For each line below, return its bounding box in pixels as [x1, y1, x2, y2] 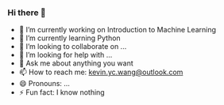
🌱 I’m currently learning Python [18, 33, 121, 43]
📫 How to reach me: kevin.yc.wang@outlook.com [18, 67, 183, 77]
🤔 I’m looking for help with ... [18, 51, 113, 60]
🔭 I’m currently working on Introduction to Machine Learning [18, 25, 216, 35]
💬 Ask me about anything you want [18, 58, 133, 68]
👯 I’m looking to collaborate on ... [18, 42, 127, 51]
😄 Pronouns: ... [18, 79, 71, 88]
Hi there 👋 [7, 7, 47, 18]
